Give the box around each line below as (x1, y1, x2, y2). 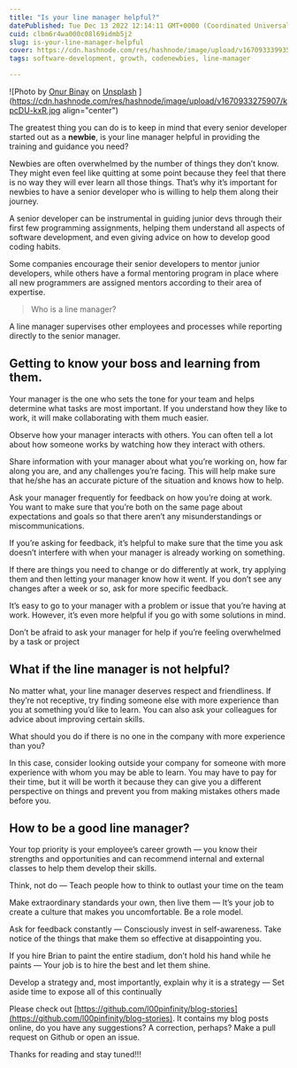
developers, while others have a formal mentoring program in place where (9, 268, 279, 278)
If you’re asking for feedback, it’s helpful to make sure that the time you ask (9, 537, 284, 548)
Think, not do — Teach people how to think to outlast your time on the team (9, 880, 285, 891)
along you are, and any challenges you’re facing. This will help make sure (9, 465, 276, 476)
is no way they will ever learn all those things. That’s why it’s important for (9, 177, 278, 187)
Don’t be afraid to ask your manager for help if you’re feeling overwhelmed (9, 627, 281, 637)
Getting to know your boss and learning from (9, 356, 261, 371)
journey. (9, 196, 39, 207)
